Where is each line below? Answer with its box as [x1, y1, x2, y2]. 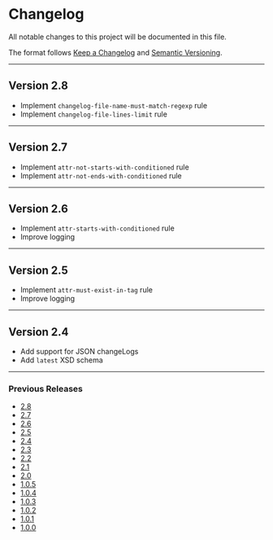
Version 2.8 [8, 79, 69, 93]
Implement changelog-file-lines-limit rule [19, 109, 168, 119]
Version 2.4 [8, 325, 69, 339]
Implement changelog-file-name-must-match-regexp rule [19, 100, 208, 110]
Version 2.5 [8, 263, 69, 277]
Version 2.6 [8, 201, 69, 216]
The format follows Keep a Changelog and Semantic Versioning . [8, 47, 223, 57]
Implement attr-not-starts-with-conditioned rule [19, 162, 189, 172]
